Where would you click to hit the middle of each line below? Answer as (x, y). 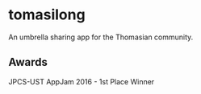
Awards (28, 62)
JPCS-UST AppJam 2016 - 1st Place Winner (82, 81)
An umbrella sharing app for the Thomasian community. (101, 37)
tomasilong (47, 15)
